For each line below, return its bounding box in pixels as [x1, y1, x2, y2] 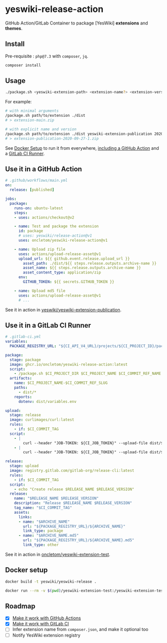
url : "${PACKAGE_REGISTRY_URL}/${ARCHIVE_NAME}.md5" [23, 538, 135, 543]
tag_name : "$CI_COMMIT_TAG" [14, 505, 72, 510]
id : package [18, 229, 43, 234]
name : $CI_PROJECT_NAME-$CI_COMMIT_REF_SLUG [14, 380, 108, 385]
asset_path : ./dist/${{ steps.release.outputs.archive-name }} [23, 261, 157, 266]
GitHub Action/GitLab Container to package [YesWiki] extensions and [5, 20, 148, 26]
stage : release [9, 413, 41, 418]
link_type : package [23, 528, 64, 534]
